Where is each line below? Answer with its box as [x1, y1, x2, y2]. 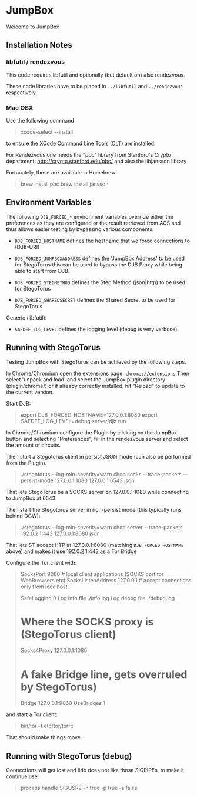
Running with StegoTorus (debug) [6, 751, 132, 761]
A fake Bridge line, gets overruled [20, 667, 188, 681]
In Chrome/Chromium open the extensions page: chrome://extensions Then [6, 370, 190, 377]
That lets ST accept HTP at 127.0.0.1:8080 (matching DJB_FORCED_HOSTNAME [6, 541, 184, 548]
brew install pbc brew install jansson [20, 180, 109, 187]
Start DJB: [6, 400, 31, 407]
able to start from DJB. [14, 267, 70, 274]
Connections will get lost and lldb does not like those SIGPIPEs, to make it [6, 767, 184, 774]
